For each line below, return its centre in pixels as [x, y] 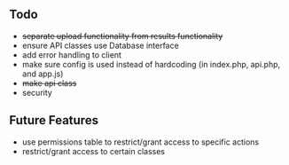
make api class [49, 82]
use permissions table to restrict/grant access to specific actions [141, 142]
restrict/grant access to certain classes [94, 151]
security [37, 92]
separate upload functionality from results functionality [122, 35]
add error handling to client [72, 55]
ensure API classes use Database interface [100, 45]
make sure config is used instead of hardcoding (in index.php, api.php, [151, 64]
